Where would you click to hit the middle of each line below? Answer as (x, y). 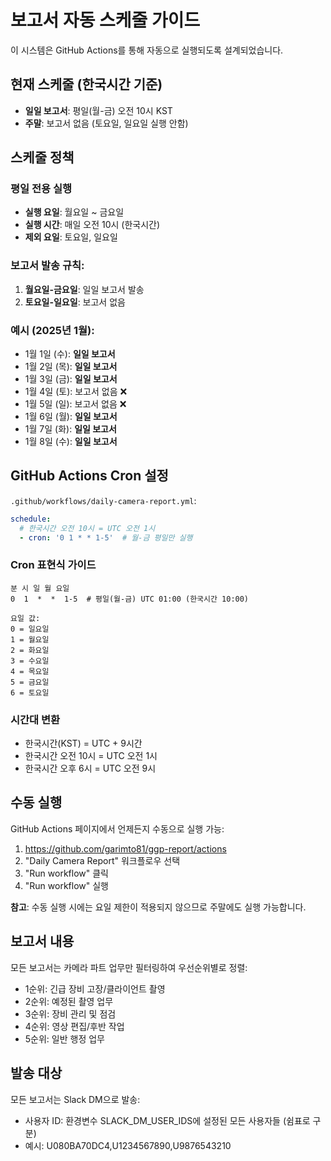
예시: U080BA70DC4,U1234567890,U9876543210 (128, 1145)
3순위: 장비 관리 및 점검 (70, 1013)
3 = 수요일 (30, 661)
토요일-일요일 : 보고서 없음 (75, 302)
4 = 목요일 (30, 671)
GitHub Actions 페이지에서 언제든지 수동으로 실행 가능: (117, 828)
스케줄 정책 (42, 157)
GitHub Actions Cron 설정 (89, 476)
